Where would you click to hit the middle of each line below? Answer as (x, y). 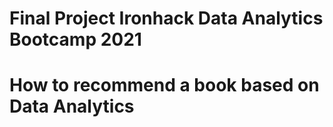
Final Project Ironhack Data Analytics (166, 18)
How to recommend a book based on (164, 85)
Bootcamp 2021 (75, 39)
